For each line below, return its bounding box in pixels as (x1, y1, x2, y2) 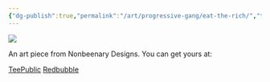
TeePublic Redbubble (8, 64, 79, 74)
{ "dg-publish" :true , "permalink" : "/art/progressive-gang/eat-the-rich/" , (8, 11, 257, 20)
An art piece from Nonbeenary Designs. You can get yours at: (8, 49, 213, 59)
